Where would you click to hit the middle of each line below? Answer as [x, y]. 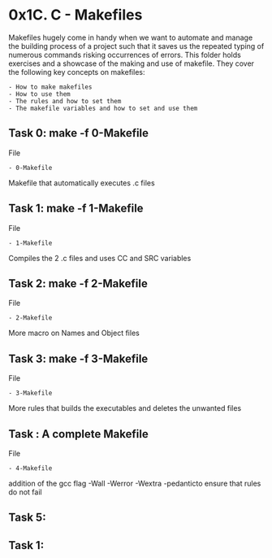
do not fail [25, 492]
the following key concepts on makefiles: [77, 72]
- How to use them [39, 94]
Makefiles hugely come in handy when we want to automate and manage [131, 37]
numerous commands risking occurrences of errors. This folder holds [125, 54]
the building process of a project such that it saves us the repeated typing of [136, 46]
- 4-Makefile [30, 469]
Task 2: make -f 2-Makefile [78, 283]
